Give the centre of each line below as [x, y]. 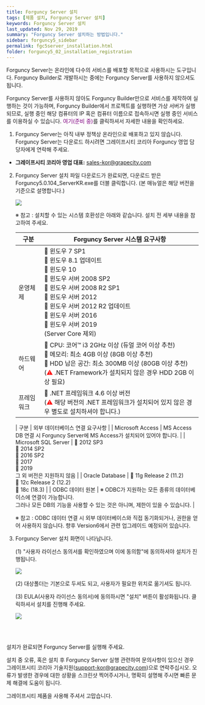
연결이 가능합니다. [53, 497]
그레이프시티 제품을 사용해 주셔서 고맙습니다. [59, 696]
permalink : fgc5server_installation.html [60, 46]
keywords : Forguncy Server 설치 [46, 23]
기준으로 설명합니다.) [40, 191]
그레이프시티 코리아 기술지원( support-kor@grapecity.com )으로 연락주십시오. [99, 667]
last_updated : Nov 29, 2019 [42, 29]
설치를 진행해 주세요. [61, 604]
